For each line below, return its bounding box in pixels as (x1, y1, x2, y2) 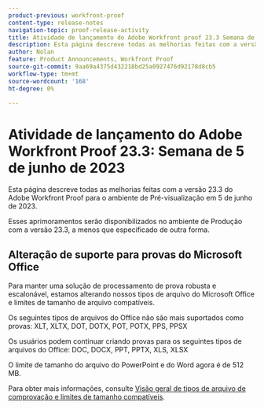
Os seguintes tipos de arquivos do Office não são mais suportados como (8, 313, 244, 322)
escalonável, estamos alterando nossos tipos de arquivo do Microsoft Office (8, 289, 255, 299)
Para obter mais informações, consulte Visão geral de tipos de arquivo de (8, 384, 246, 393)
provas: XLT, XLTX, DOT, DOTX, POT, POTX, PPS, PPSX (8, 322, 188, 331)
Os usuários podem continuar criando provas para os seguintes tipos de (8, 337, 242, 346)
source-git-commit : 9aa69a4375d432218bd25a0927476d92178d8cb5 (8, 63, 216, 71)
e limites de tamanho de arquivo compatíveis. (8, 298, 156, 308)
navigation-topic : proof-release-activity (8, 26, 149, 34)
